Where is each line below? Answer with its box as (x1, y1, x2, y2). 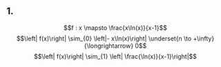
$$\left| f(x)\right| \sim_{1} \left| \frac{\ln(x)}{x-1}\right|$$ (33, 52, 198, 60)
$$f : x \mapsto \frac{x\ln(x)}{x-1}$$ (64, 23, 167, 31)
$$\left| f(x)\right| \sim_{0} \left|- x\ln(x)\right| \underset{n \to (16, 34, 192, 42)
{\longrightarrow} (84, 41, 134, 50)
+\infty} (193, 34, 215, 42)
